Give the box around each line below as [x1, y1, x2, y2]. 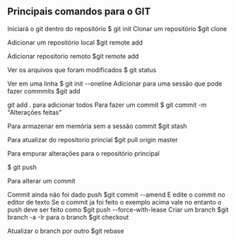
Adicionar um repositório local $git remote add [7, 38, 143, 47]
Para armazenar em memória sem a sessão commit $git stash [7, 122, 187, 130]
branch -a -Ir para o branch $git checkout [7, 212, 129, 221]
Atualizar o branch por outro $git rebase [7, 226, 124, 235]
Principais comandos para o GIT [7, 6, 151, 18]
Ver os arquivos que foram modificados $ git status [7, 65, 157, 74]
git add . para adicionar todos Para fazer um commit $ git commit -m [7, 100, 207, 109]
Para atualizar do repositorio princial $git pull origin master [7, 135, 178, 144]
